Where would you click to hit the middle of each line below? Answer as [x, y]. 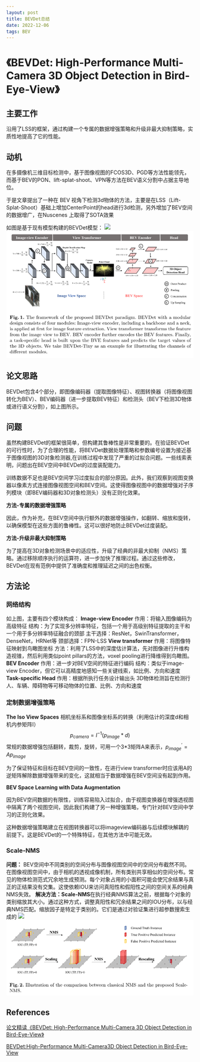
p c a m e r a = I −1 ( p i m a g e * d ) [100, 735]
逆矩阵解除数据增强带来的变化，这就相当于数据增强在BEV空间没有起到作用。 [100, 776]
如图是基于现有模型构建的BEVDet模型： [55, 228]
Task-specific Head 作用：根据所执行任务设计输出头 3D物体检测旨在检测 [96, 678]
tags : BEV [18, 32]
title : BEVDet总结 [28, 19]
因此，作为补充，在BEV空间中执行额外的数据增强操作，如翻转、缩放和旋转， [100, 518]
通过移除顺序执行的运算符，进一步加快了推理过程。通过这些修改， [97, 558]
